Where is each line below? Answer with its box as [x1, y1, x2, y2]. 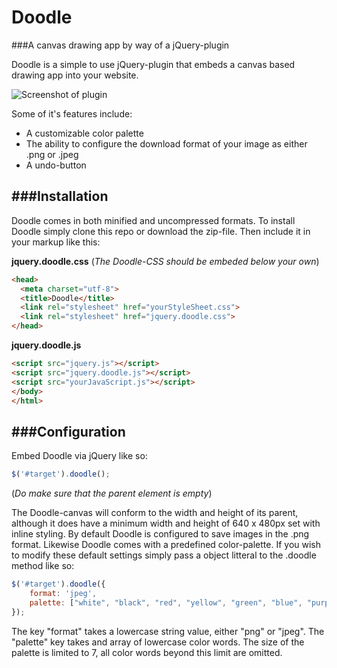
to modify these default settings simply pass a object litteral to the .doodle [11, 549, 317, 561]
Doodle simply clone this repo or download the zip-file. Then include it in [11, 225, 311, 237]
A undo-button [25, 159, 87, 171]
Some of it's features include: [11, 107, 133, 120]
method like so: [11, 560, 75, 572]
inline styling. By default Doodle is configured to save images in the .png [11, 528, 310, 540]
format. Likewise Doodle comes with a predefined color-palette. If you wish [11, 539, 322, 551]
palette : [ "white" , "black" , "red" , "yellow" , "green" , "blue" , [29, 597, 303, 608]
